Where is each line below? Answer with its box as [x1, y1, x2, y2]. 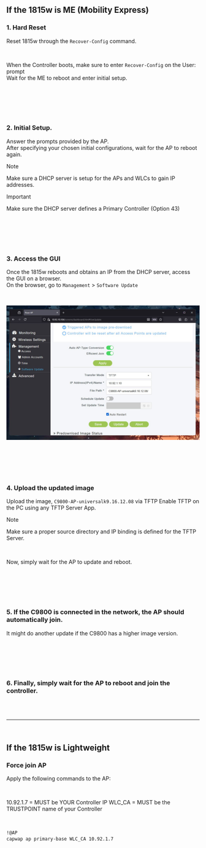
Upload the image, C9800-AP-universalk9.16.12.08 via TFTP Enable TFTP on [6, 498, 199, 505]
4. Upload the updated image [6, 484, 94, 492]
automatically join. [6, 616, 63, 624]
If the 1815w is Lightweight [6, 743, 110, 753]
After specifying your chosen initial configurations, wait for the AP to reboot [6, 144, 197, 151]
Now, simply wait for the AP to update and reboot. [6, 559, 132, 566]
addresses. [6, 181, 35, 188]
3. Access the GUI [6, 254, 61, 263]
